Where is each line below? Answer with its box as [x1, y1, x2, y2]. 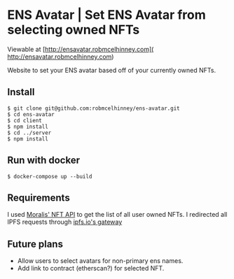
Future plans [7, 238, 63, 250]
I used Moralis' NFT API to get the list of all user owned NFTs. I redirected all [7, 210, 228, 219]
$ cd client [7, 117, 42, 124]
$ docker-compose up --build [7, 173, 92, 180]
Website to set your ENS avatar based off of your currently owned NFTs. [7, 66, 216, 74]
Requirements [7, 192, 70, 203]
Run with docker [7, 155, 81, 166]
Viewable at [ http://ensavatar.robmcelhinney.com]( [7, 45, 154, 53]
